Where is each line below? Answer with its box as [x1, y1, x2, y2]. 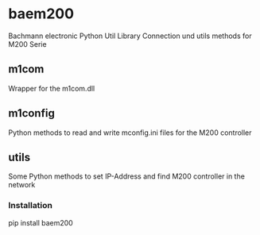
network [8, 180, 36, 190]
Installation [8, 200, 53, 211]
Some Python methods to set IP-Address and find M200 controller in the [8, 171, 245, 181]
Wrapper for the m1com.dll [8, 83, 95, 93]
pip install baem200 [8, 218, 73, 227]
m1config [8, 106, 56, 120]
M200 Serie [8, 39, 47, 48]
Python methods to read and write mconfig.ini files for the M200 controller [8, 128, 252, 137]
